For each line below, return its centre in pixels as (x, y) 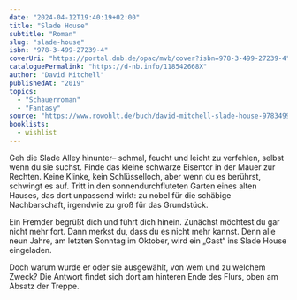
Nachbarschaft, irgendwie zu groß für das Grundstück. (109, 204)
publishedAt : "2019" (47, 83)
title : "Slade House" (49, 26)
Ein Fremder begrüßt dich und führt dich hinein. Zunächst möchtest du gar (145, 221)
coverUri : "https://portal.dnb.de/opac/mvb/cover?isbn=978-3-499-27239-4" (150, 58)
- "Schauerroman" (49, 100)
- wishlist (37, 133)
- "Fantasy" (39, 108)
